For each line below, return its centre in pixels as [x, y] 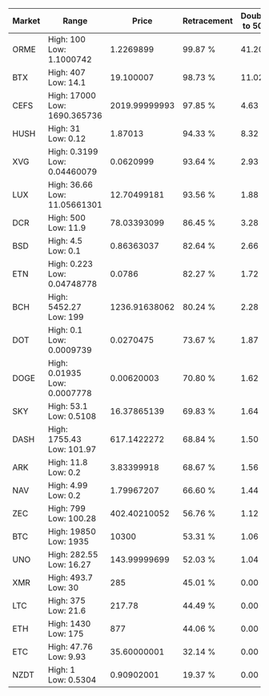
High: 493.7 [70, 578]
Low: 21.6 [67, 611]
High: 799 [67, 508]
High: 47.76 [70, 647]
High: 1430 [69, 623]
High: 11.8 [68, 462]
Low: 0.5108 [72, 416]
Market [26, 21]
